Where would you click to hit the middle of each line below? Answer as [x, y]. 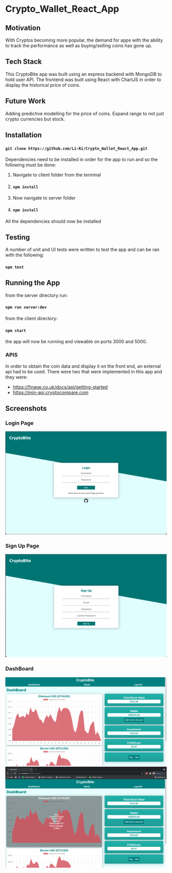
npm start [16, 331]
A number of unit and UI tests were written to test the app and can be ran [82, 250]
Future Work [26, 101]
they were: [17, 377]
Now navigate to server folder [44, 198]
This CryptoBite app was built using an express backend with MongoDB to [84, 74]
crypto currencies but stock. [35, 119]
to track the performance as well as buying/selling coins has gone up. [79, 46]
